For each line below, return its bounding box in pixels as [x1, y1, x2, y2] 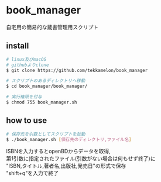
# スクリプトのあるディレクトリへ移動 [6, 78, 85, 84]
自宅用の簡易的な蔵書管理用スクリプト [6, 23, 98, 30]
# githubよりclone [6, 62, 49, 68]
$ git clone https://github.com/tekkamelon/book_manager [6, 67, 148, 73]
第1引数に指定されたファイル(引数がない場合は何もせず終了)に [6, 155, 156, 162]
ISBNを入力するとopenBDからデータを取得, [6, 147, 111, 155]
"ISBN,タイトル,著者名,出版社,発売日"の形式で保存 [6, 162, 126, 170]
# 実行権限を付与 [6, 94, 42, 100]
